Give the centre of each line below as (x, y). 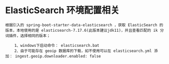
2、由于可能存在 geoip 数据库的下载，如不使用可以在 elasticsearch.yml (83, 51)
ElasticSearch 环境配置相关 (62, 10)
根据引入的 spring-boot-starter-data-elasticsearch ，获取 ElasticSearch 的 (84, 25)
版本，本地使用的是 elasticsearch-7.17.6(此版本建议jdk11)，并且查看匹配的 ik (81, 30)
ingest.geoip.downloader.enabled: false (58, 56)
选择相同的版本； (35, 36)
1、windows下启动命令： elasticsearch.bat (57, 45)
